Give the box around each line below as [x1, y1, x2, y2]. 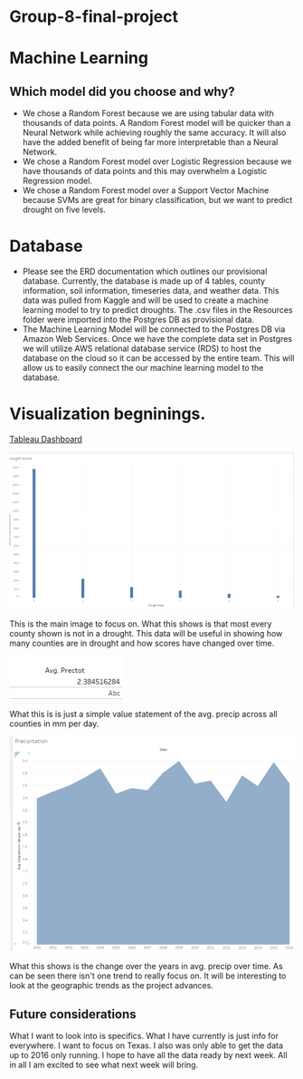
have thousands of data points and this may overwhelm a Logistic [22, 166, 268, 177]
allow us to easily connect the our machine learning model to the [22, 363, 264, 374]
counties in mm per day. [9, 718, 99, 729]
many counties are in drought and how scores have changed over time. [9, 637, 275, 648]
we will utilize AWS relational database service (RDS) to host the [22, 343, 262, 355]
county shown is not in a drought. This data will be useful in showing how [9, 627, 283, 638]
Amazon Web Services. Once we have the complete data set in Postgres [22, 334, 292, 345]
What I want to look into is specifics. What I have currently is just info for [9, 1031, 279, 1042]
